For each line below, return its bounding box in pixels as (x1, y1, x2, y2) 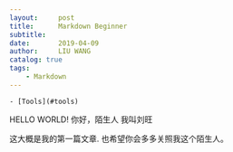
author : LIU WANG (9, 47, 92, 56)
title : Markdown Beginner (9, 22, 128, 31)
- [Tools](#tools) (9, 97, 79, 106)
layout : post (9, 13, 75, 23)
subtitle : (9, 30, 47, 39)
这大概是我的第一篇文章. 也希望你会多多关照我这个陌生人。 (9, 133, 228, 144)
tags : (9, 64, 30, 73)
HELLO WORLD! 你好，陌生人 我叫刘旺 (9, 114, 153, 125)
